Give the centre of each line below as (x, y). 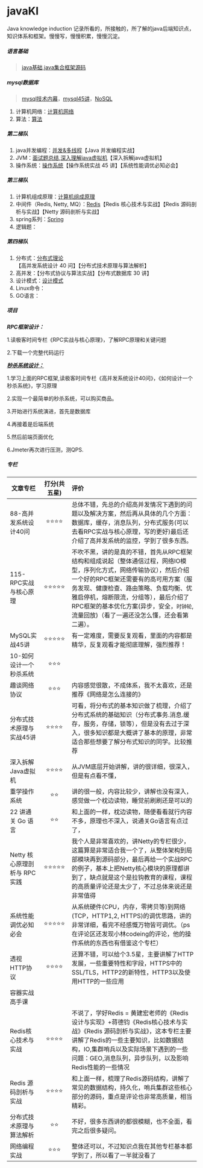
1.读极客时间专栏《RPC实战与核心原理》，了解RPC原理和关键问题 (87, 339)
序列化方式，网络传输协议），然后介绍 (136, 570)
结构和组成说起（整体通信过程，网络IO (126, 560)
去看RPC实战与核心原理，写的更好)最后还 (130, 532)
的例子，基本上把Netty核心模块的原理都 (128, 868)
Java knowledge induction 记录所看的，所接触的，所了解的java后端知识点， (101, 28)
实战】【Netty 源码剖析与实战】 (64, 212)
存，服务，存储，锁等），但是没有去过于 (127, 723)
